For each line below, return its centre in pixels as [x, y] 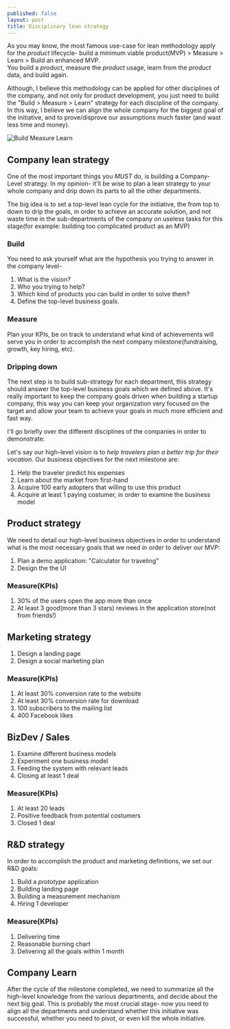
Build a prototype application [58, 882]
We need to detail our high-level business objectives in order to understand [114, 540]
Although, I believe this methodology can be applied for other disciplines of [113, 88]
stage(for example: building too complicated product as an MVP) [99, 226]
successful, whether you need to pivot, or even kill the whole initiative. [106, 1019]
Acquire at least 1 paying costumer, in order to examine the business [114, 495]
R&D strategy [36, 844]
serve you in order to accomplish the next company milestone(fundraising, [113, 342]
